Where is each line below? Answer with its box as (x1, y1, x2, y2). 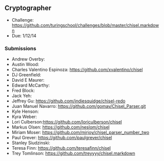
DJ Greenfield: (11, 72, 41, 78)
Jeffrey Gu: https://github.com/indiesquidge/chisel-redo (11, 98, 126, 104)
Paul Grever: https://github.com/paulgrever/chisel (11, 135, 112, 141)
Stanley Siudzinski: (11, 140, 50, 146)
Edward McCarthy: (11, 82, 50, 88)
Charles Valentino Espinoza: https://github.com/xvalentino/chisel (11, 66, 143, 73)
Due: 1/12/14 (11, 32, 37, 38)
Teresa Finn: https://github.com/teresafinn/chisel (11, 145, 111, 151)
